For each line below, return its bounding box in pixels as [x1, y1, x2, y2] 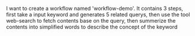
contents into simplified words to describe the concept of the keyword [6, 23, 178, 30]
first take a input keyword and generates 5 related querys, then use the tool [6, 11, 190, 18]
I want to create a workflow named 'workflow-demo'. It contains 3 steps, [6, 5, 184, 12]
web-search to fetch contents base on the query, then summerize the [6, 17, 176, 24]
